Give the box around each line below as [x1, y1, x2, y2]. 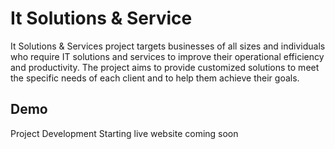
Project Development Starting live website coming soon [10, 127, 239, 139]
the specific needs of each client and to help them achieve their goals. [10, 72, 300, 84]
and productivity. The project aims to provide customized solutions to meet [10, 61, 320, 73]
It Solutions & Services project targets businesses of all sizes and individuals [10, 40, 326, 52]
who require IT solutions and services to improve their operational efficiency [10, 50, 325, 62]
